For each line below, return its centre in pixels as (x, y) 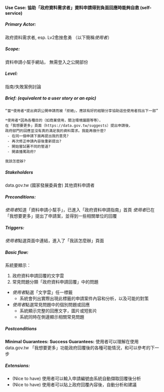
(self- (146, 7)
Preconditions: (20, 197)
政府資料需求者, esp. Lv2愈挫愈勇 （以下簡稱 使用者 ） (58, 37)
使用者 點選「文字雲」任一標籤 (42, 293)
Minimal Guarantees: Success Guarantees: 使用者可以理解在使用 (72, 342)
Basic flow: (17, 252)
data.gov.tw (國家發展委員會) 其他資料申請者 (50, 185)
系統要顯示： (18, 265)
